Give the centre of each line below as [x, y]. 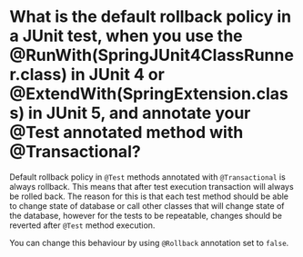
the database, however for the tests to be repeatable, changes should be [146, 215]
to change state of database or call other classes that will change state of [147, 205]
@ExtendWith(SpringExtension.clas [149, 94]
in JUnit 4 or [118, 75]
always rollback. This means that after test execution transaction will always [151, 186]
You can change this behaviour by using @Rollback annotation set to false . [149, 242]
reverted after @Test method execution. [82, 225]
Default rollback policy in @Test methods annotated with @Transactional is [148, 177]
